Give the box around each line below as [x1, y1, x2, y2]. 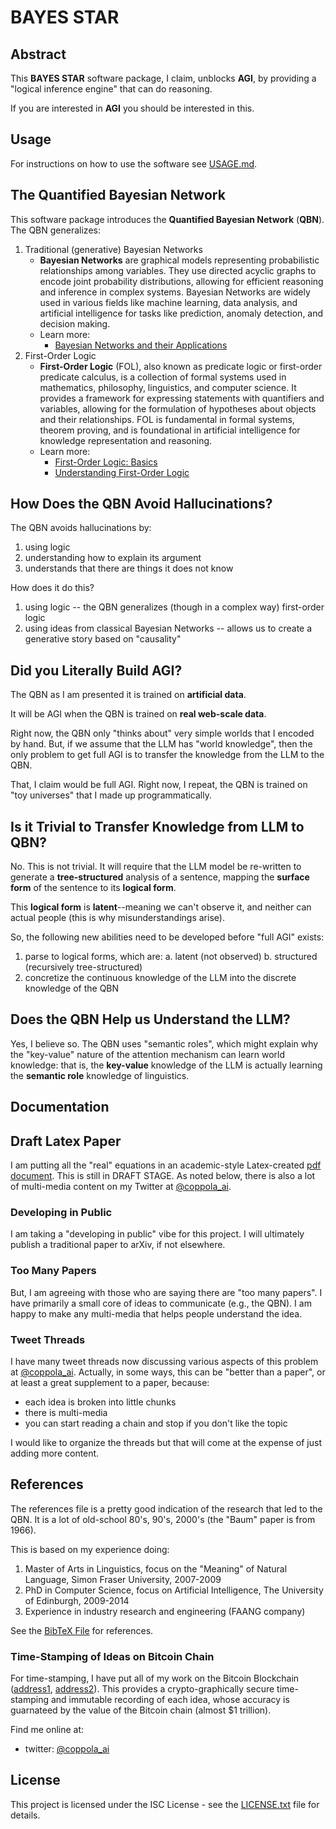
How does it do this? [10, 582, 95, 594]
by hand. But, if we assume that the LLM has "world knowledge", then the [10, 738, 313, 750]
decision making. [39, 317, 111, 330]
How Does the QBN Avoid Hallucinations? [10, 496, 273, 513]
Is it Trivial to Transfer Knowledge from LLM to [10, 818, 305, 835]
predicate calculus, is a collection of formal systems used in [39, 371, 287, 383]
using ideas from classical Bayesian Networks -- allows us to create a [24, 622, 313, 635]
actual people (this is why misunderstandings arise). [10, 912, 225, 924]
